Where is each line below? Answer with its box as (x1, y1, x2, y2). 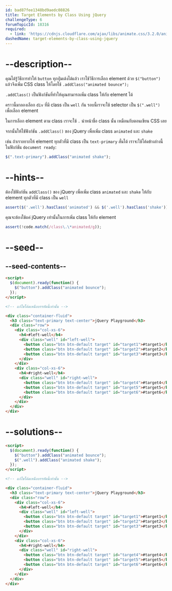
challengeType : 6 (5, 17, 42, 22)
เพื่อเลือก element (5, 107, 38, 114)
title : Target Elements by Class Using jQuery (5, 12, 106, 17)
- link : (10, 31, 27, 36)
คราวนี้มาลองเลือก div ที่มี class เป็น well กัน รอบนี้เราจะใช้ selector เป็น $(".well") (5, 101, 160, 108)
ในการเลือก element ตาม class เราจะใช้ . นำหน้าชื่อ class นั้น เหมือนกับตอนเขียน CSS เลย (5, 118, 167, 124)
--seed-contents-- (5, 262, 67, 270)
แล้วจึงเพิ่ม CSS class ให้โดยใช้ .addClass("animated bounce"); (5, 81, 130, 87)
